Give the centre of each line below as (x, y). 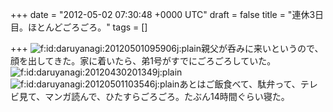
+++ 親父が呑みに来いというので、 (167, 48)
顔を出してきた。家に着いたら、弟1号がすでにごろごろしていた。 (143, 61)
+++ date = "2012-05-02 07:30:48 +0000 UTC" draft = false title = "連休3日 (167, 14)
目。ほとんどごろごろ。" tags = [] (79, 27)
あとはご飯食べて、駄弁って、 (240, 84)
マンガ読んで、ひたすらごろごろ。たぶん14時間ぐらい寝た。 (167, 96)
